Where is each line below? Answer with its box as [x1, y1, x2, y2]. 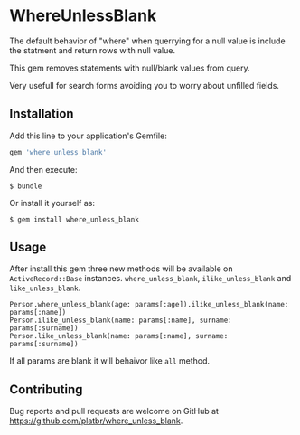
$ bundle [9, 182, 42, 191]
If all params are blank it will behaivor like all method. [9, 355, 211, 366]
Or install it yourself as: [9, 197, 95, 208]
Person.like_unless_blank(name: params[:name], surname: [9, 332, 229, 341]
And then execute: [9, 164, 78, 175]
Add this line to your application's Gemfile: [9, 130, 167, 141]
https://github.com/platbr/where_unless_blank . [9, 415, 183, 426]
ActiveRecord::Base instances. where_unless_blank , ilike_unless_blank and [9, 273, 292, 284]
